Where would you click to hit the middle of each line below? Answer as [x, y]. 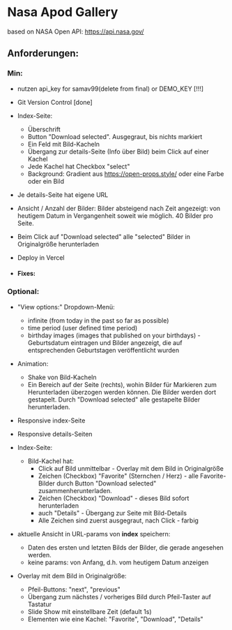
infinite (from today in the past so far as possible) [98, 320]
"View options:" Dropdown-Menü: [66, 307]
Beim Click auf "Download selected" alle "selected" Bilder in [103, 236]
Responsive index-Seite [51, 420]
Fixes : [26, 274]
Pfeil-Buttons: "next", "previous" [74, 589]
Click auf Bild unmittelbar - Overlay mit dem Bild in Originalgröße [131, 468]
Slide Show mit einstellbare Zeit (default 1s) [90, 611]
